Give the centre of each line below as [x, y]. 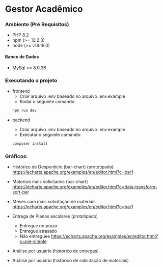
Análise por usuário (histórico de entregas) [55, 251]
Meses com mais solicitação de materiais [54, 202]
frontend [21, 91]
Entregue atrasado [38, 231]
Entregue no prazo [38, 226]
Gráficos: [16, 156]
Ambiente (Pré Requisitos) [37, 25]
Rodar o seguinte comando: [48, 101]
